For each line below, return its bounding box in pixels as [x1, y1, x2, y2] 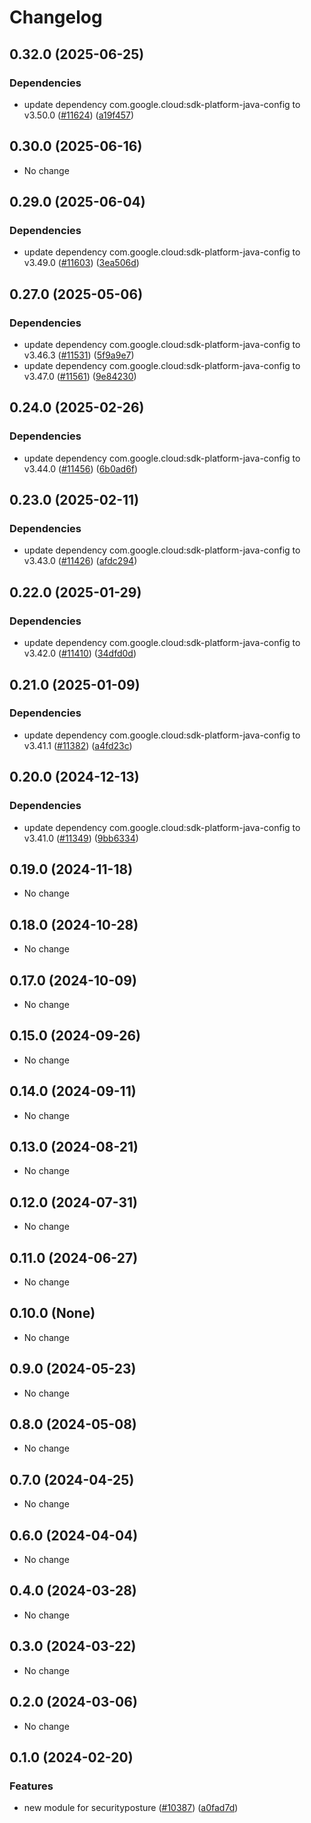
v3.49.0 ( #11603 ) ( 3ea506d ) [23, 257, 140, 269]
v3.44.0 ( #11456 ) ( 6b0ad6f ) [23, 462, 139, 475]
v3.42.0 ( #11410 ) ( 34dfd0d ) [23, 647, 137, 660]
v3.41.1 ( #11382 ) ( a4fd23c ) [23, 739, 133, 751]
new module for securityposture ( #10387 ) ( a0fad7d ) [23, 1802, 239, 1814]
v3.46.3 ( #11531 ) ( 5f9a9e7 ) [23, 349, 135, 361]
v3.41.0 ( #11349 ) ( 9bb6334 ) [23, 832, 139, 844]
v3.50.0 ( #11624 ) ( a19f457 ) [23, 109, 135, 121]
